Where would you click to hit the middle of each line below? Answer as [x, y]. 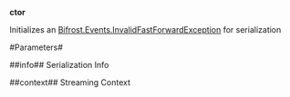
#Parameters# [36, 47]
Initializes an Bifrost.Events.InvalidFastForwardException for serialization [145, 29]
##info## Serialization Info [59, 65]
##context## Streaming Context [70, 82]
